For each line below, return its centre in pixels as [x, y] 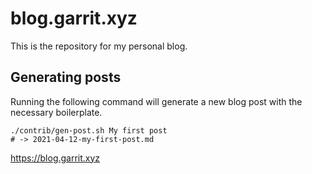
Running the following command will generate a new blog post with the [156, 101]
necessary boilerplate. [56, 112]
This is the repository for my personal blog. [99, 46]
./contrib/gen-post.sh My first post [89, 130]
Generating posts [66, 77]
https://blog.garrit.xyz [55, 158]
